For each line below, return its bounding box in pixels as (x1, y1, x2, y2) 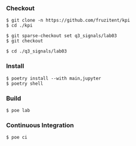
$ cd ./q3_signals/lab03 (6, 48, 67, 54)
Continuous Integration (6, 121, 74, 129)
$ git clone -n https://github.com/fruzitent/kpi (6, 18, 131, 24)
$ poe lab (6, 107, 31, 113)
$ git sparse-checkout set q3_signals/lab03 (6, 33, 117, 39)
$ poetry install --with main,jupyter (6, 75, 101, 81)
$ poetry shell (6, 81, 44, 87)
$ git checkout (6, 38, 44, 44)
